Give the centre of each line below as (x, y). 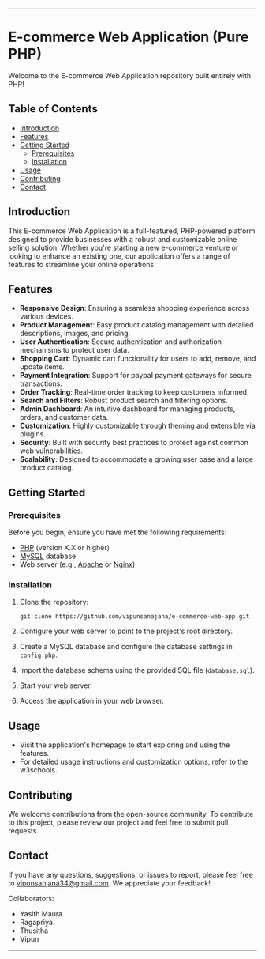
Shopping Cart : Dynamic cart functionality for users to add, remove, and (138, 359)
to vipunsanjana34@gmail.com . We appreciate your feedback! (110, 883)
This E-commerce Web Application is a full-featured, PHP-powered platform (132, 231)
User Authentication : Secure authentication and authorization (121, 342)
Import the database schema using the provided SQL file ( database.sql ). (137, 670)
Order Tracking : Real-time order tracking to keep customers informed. (134, 392)
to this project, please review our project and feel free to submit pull (118, 822)
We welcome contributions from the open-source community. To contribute (131, 814)
